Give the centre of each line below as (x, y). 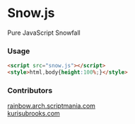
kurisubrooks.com (34, 113)
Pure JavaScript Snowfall (44, 33)
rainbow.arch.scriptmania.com (51, 106)
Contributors (30, 90)
